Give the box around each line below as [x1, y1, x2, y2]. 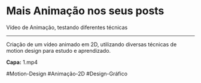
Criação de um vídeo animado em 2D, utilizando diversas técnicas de [6, 40, 177, 48]
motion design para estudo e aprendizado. [6, 47, 111, 54]
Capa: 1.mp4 [6, 58, 38, 66]
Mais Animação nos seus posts [6, 4, 165, 18]
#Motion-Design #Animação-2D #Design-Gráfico [6, 70, 127, 77]
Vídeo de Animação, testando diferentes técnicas [6, 24, 128, 31]
